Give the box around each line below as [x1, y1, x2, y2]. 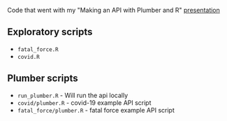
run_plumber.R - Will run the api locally [17, 91, 129, 99]
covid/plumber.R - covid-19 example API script [17, 98, 152, 107]
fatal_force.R [17, 45, 59, 53]
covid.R [17, 53, 40, 60]
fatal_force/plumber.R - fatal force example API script [17, 106, 175, 114]
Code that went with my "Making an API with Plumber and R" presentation [7, 6, 220, 14]
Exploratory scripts [7, 26, 93, 38]
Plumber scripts [7, 73, 78, 85]
